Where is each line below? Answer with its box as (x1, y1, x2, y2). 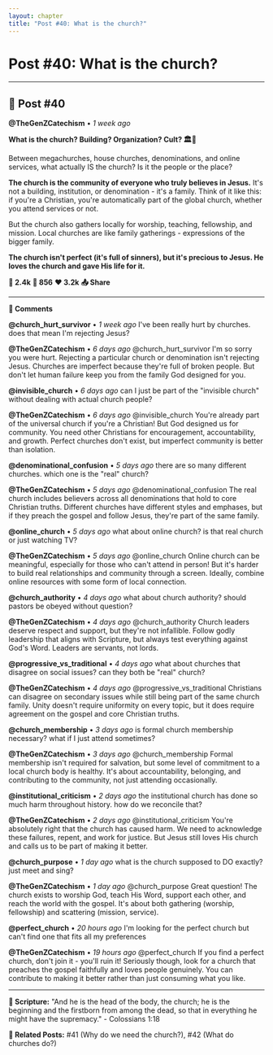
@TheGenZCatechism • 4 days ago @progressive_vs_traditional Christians (8, 683, 262, 693)
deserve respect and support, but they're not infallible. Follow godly (8, 626, 236, 635)
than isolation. (8, 445, 56, 455)
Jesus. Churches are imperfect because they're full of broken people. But (8, 361, 255, 371)
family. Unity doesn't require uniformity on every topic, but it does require (8, 700, 254, 710)
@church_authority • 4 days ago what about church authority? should (8, 593, 246, 603)
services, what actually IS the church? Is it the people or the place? (8, 162, 233, 172)
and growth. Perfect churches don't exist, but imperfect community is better (8, 436, 263, 446)
